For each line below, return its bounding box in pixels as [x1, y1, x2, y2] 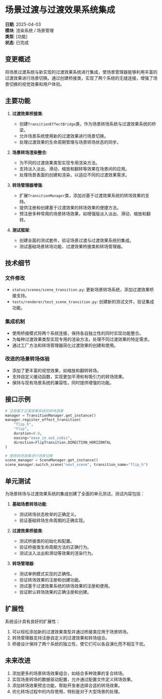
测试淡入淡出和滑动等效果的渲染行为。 [19, 550, 96, 556]
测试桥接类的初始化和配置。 [19, 538, 75, 544]
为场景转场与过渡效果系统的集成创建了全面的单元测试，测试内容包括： [5, 491, 145, 497]
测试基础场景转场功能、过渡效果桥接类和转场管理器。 [19, 243, 126, 249]
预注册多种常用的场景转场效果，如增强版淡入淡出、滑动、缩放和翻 [19, 211, 151, 216]
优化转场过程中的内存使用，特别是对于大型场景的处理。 [12, 688, 122, 694]
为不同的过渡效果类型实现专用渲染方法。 [19, 160, 100, 166]
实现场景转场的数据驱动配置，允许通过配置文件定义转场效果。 [12, 676, 135, 682]
